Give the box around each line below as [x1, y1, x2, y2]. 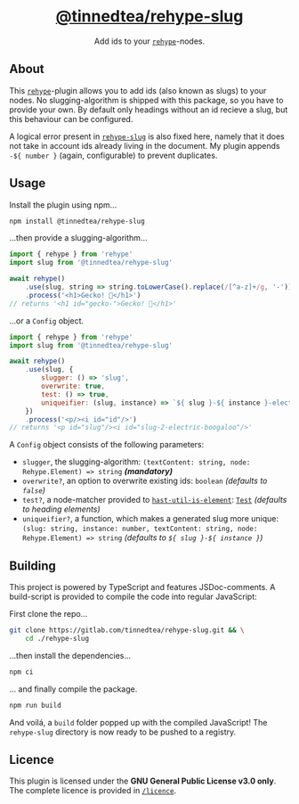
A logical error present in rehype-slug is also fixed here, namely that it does [9, 131, 285, 142]
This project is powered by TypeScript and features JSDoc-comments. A [9, 582, 276, 593]
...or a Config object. [9, 315, 85, 326]
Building [9, 558, 56, 573]
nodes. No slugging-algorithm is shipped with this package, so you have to [9, 94, 284, 105]
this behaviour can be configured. [9, 113, 133, 124]
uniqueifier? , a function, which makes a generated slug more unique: [21, 513, 279, 524]
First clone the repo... [9, 609, 88, 619]
